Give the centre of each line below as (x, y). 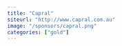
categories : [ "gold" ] (38, 32)
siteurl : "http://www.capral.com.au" (61, 20)
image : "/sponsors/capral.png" (52, 26)
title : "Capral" (30, 13)
